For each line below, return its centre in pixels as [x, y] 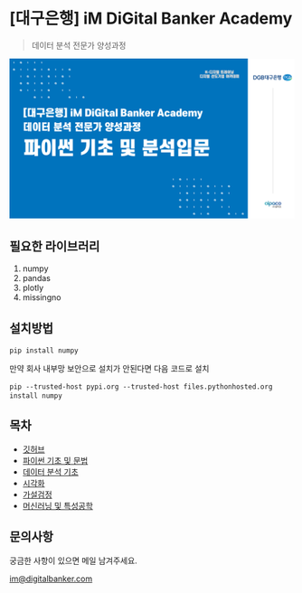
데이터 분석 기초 [50, 472]
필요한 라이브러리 [55, 246]
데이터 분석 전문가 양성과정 [79, 45]
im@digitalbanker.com [51, 579]
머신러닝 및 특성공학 [57, 505]
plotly [33, 288]
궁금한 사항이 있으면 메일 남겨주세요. [73, 560]
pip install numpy [44, 351]
